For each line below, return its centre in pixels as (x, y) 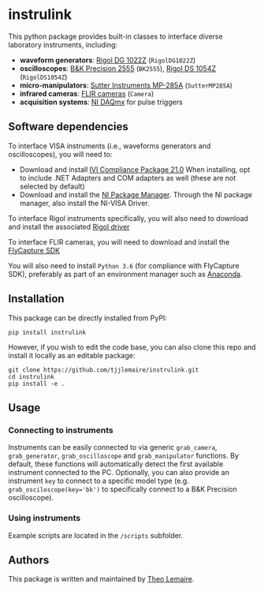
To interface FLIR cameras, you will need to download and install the (119, 241)
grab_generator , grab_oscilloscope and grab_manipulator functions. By (123, 456)
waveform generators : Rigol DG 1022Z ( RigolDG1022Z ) (108, 60)
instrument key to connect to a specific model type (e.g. (99, 481)
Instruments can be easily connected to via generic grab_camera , (113, 447)
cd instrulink (32, 376)
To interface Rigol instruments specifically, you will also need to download (128, 218)
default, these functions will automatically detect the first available (116, 464)
